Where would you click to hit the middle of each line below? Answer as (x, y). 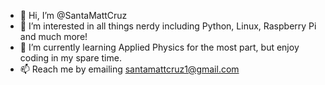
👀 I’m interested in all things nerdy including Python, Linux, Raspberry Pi (168, 26)
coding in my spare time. (70, 58)
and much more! (53, 36)
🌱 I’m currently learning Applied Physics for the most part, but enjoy (159, 47)
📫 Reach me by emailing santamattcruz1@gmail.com (129, 69)
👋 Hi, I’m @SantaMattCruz (73, 15)
